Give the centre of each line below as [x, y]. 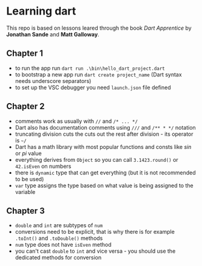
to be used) [29, 179]
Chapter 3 [26, 211]
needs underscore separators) [53, 81]
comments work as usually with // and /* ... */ [76, 121]
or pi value [28, 153]
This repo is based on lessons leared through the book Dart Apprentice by [99, 28]
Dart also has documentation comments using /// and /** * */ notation [105, 127]
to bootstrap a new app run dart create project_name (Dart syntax [98, 75]
